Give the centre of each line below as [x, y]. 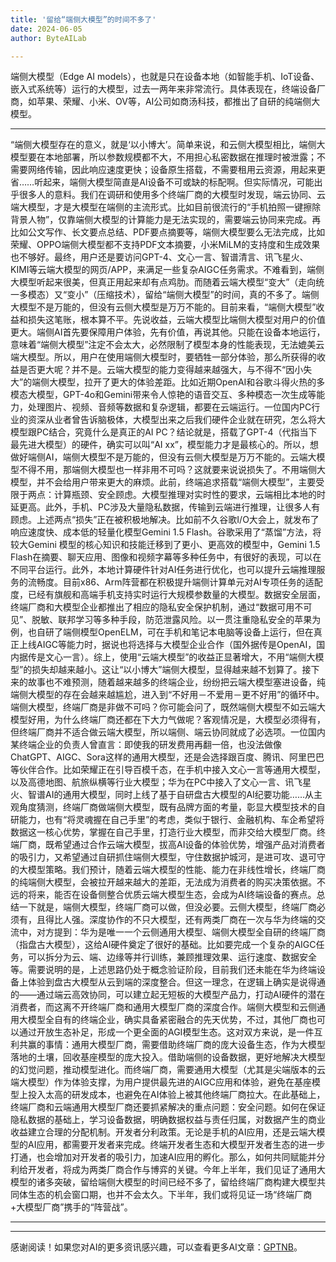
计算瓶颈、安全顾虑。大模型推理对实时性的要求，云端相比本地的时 [189, 495]
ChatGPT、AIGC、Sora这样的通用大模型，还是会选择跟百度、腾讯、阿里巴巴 [167, 757]
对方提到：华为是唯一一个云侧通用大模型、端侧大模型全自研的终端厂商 [181, 932]
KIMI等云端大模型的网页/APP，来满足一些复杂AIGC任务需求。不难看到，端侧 [167, 270]
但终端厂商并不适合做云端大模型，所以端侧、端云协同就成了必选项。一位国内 [168, 732]
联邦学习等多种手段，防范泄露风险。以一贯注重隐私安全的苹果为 [190, 620]
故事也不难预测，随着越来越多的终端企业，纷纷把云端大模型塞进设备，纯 [176, 682]
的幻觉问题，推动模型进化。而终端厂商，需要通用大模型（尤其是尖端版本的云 [168, 1070]
